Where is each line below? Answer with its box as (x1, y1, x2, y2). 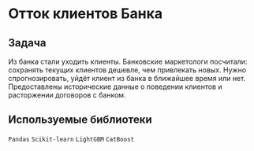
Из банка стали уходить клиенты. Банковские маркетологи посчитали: (8, 57, 248, 66)
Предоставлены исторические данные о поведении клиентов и (8, 82, 222, 91)
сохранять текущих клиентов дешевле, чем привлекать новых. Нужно (8, 65, 247, 75)
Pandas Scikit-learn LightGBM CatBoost (8, 135, 135, 143)
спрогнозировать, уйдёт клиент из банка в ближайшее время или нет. (8, 74, 246, 83)
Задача (8, 36, 47, 50)
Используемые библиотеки (8, 113, 152, 127)
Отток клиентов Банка (8, 5, 163, 23)
